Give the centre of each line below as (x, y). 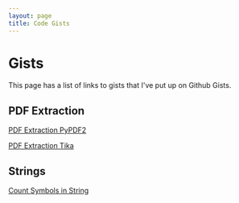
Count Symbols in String (49, 191)
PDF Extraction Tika (41, 146)
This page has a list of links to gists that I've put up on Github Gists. (120, 85)
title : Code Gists (39, 23)
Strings (27, 171)
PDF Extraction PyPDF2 (47, 130)
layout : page (30, 16)
